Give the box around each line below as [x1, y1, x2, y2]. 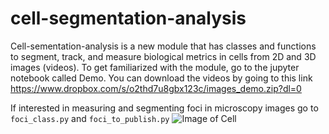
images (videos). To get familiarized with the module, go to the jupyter [10, 61, 300, 73]
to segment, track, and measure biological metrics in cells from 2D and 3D [10, 50, 317, 62]
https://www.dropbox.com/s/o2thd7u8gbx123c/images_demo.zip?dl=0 [10, 82, 302, 94]
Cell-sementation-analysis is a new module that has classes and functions [10, 40, 317, 52]
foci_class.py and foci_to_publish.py [10, 112, 170, 124]
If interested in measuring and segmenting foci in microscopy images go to [10, 102, 319, 114]
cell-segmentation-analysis [10, 7, 247, 30]
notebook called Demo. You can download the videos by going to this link [10, 72, 313, 84]
